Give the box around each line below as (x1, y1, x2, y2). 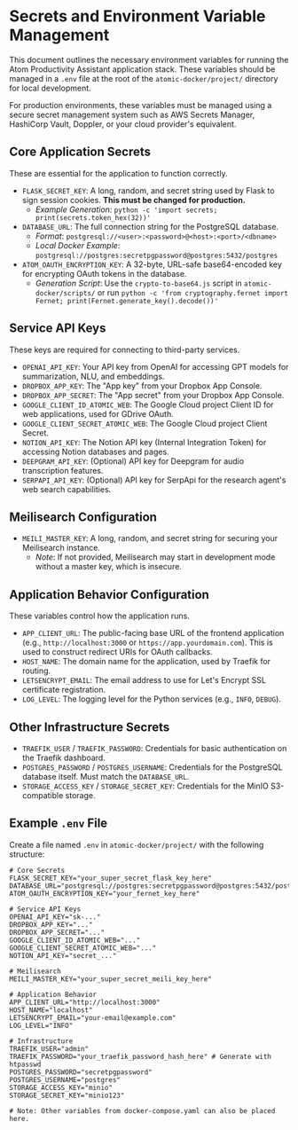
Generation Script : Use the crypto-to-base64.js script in (35, 278, 242, 288)
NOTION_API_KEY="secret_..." (9, 951, 117, 960)
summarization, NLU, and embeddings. (21, 371, 165, 381)
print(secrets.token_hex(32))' (35, 213, 152, 223)
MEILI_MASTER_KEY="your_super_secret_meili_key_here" (9, 974, 213, 984)
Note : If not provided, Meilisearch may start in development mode (35, 552, 276, 562)
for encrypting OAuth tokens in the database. (21, 268, 187, 279)
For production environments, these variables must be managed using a (9, 99, 272, 110)
